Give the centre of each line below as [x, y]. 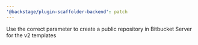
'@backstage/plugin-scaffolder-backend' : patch [67, 12]
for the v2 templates [31, 35]
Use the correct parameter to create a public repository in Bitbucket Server [99, 29]
